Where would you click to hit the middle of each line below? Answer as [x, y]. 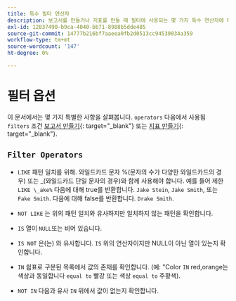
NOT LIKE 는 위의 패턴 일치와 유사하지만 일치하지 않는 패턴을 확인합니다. [115, 213]
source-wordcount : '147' [44, 46]
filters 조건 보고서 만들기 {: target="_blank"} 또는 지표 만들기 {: [96, 126]
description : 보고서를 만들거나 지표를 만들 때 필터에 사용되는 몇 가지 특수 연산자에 [116, 20]
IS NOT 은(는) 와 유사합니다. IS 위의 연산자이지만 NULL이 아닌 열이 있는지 [118, 243]
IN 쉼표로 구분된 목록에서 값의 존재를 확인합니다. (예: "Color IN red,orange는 [123, 267]
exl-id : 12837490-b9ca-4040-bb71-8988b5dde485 [77, 27]
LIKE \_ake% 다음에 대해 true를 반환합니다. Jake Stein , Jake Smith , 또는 [118, 189]
